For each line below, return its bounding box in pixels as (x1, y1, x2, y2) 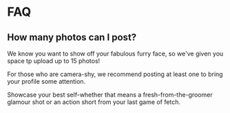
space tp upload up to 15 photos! (7, 57, 101, 65)
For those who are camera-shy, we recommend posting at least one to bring (7, 70, 223, 78)
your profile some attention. (7, 77, 86, 86)
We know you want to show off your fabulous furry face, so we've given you (7, 49, 224, 58)
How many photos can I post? (7, 32, 137, 43)
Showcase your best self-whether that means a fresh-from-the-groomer (7, 90, 213, 99)
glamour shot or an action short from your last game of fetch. (7, 98, 181, 106)
